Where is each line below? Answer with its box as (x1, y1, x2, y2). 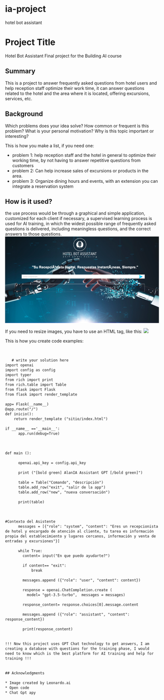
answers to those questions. (5, 231, 62, 237)
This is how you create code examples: (5, 338, 84, 344)
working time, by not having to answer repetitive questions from (12, 157, 141, 163)
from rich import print (5, 377, 54, 382)
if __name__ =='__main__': (5, 426, 60, 431)
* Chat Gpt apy (5, 690, 36, 695)
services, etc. (5, 95, 33, 101)
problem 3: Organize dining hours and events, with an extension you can (12, 178, 158, 184)
